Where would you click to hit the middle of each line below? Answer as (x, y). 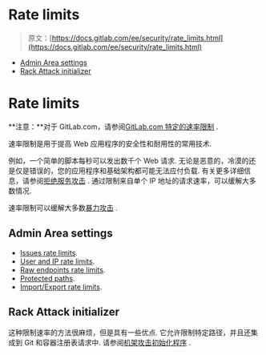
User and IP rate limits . (57, 261)
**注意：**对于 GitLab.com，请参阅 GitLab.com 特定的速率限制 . (113, 127)
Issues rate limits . (49, 252)
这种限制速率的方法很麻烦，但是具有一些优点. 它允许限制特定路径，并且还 (129, 332)
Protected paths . (47, 278)
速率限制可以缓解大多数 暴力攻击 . (63, 208)
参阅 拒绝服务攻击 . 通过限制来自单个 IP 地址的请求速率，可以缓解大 (139, 180)
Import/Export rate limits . (61, 287)
